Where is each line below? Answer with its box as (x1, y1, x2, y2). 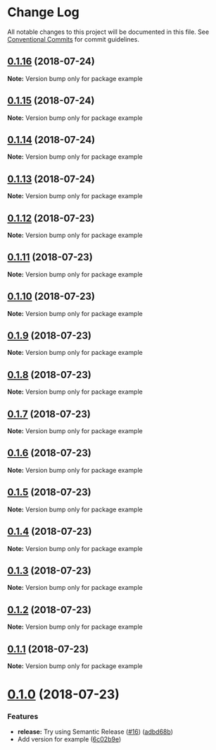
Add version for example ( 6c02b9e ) (17, 735, 122, 744)
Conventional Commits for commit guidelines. (7, 35, 139, 43)
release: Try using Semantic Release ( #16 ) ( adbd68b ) (17, 727, 174, 736)
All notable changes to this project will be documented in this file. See (7, 28, 210, 36)
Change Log (7, 4, 80, 20)
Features (7, 712, 39, 722)
